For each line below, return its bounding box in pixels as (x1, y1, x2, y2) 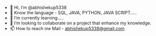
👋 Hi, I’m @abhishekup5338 (9, 5, 67, 10)
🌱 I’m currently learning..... (9, 15, 64, 20)
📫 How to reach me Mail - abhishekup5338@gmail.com (9, 26, 125, 31)
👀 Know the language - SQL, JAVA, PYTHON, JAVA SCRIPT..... (9, 10, 137, 16)
